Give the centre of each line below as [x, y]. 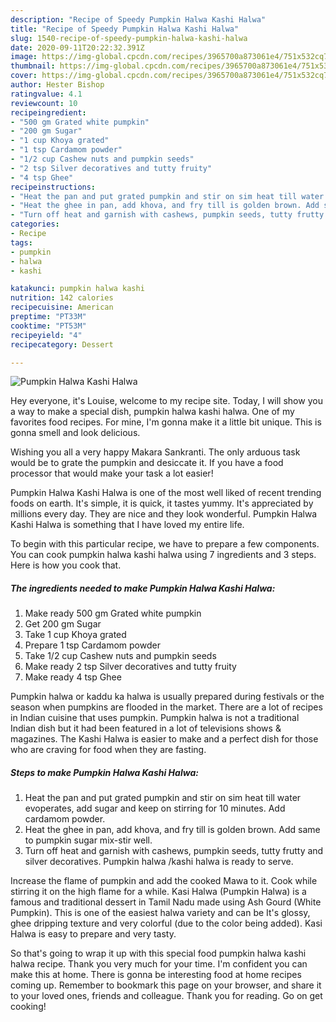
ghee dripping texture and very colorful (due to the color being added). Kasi [166, 923]
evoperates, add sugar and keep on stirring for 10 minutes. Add [155, 808]
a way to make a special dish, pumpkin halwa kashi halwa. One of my [152, 412]
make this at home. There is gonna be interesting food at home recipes [156, 975]
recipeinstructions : [53, 187]
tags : [21, 242]
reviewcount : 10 [44, 103]
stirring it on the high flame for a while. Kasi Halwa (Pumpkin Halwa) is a [158, 892]
